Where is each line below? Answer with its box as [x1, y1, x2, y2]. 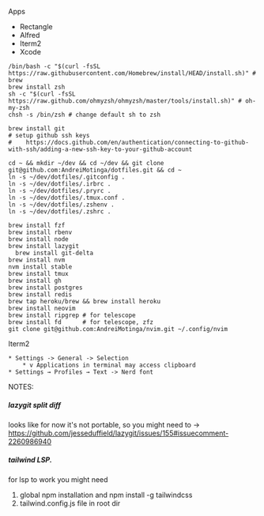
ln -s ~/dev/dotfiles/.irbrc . [8, 180, 111, 188]
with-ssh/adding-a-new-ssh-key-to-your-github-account [8, 145, 193, 153]
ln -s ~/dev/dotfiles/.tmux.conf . [8, 194, 126, 202]
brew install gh [8, 277, 62, 284]
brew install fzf [8, 221, 66, 229]
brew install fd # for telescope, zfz [8, 318, 154, 326]
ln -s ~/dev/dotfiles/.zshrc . [8, 208, 111, 216]
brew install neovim [8, 304, 77, 312]
